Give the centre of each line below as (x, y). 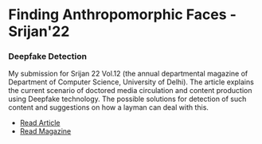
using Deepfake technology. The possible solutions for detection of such (127, 99)
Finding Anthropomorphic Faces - (123, 15)
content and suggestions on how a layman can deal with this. (109, 107)
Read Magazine (45, 131)
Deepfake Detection (48, 56)
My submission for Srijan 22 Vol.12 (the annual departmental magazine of (128, 74)
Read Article (40, 123)
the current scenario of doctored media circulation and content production (130, 91)
